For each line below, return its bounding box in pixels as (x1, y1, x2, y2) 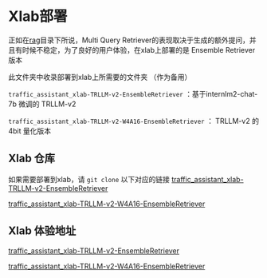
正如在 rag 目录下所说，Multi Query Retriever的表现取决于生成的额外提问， (8, 35, 249, 45)
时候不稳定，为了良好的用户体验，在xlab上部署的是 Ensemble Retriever (22, 45, 256, 54)
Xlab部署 (8, 7, 68, 26)
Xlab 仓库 (8, 152, 56, 165)
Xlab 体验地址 (8, 224, 77, 238)
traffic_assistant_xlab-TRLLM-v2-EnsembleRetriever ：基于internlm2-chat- (8, 89, 258, 98)
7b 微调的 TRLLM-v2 (8, 99, 77, 109)
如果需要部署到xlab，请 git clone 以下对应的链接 (8, 174, 170, 184)
